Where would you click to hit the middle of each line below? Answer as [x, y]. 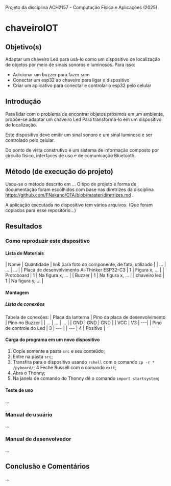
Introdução [23, 102]
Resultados [24, 227]
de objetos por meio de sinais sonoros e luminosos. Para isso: [70, 65]
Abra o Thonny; [29, 373]
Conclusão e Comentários [48, 466]
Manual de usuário [29, 415]
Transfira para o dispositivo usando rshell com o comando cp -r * [83, 362]
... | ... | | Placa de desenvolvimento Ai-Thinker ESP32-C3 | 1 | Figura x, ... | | [85, 270]
